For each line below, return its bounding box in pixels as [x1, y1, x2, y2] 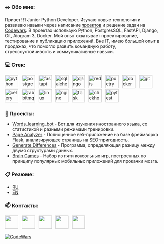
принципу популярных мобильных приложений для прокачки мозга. [12, 158, 158, 164]
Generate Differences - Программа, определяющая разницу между [12, 142, 155, 148]
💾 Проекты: [5, 110, 35, 117]
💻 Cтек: [5, 61, 26, 68]
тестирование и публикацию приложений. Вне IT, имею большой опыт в [5, 38, 160, 44]
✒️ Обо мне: [5, 3, 35, 10]
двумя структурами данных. [12, 147, 74, 153]
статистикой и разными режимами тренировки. [12, 126, 115, 132]
